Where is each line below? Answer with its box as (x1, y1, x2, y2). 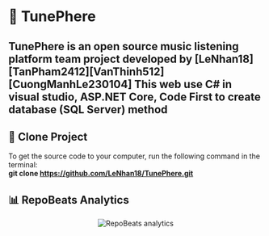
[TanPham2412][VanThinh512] (8, 65, 165, 78)
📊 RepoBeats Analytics (8, 193, 129, 207)
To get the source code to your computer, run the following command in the (8, 151, 261, 161)
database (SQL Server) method (8, 103, 168, 116)
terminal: (8, 160, 38, 170)
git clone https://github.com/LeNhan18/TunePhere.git (8, 169, 194, 179)
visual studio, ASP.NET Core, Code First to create (8, 90, 261, 103)
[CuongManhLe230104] (8, 77, 132, 91)
